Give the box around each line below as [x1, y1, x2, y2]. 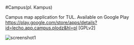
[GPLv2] [78, 25, 96, 31]
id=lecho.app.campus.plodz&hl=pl [5, 25, 77, 31]
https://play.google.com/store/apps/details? [5, 20, 98, 25]
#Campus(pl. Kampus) [5, 5, 52, 10]
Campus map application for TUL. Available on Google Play [5, 14, 129, 20]
